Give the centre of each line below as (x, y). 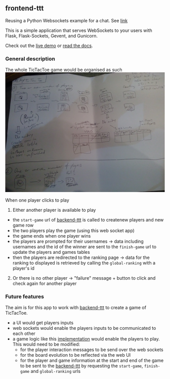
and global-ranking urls (56, 371)
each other (24, 333)
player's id (23, 269)
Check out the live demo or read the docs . (49, 46)
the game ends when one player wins (52, 236)
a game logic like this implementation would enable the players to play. (86, 339)
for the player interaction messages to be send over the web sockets (92, 350)
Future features (25, 297)
